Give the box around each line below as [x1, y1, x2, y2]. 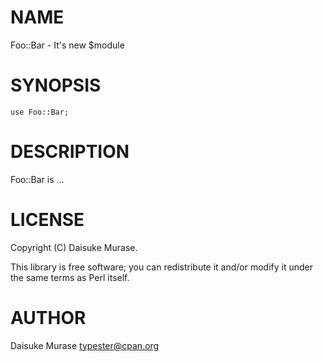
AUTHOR [10, 306, 87, 329]
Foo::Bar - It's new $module [10, 39, 125, 51]
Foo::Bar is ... [10, 173, 65, 185]
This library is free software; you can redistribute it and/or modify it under [10, 261, 314, 273]
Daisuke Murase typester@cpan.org [10, 339, 160, 351]
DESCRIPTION [10, 141, 130, 163]
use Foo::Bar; [10, 107, 70, 117]
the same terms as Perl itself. [10, 271, 130, 283]
